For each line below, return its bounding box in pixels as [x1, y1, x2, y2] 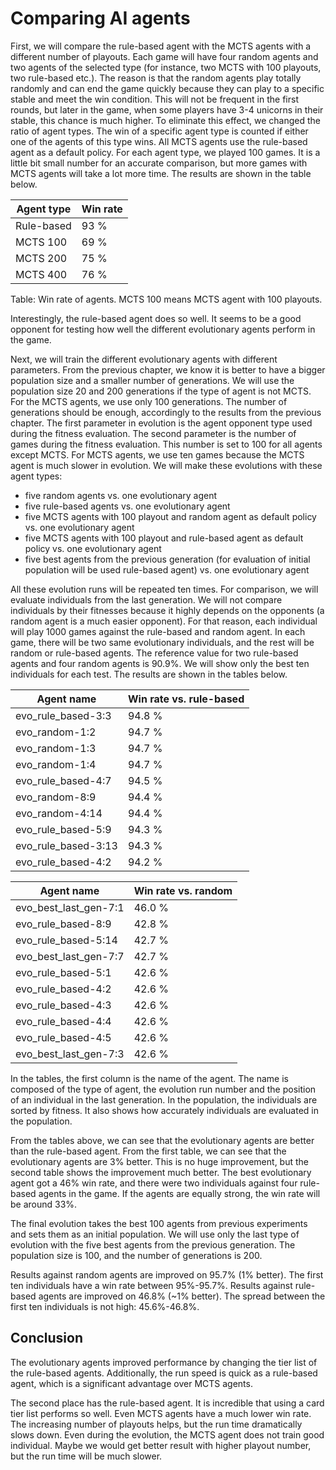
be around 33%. [10, 1198, 78, 1210]
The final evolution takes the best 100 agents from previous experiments [10, 1217, 308, 1229]
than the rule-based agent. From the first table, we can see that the [10, 1145, 287, 1157]
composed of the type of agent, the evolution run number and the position [10, 1083, 317, 1095]
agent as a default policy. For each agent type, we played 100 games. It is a [10, 146, 321, 158]
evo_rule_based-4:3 [15, 998, 112, 1012]
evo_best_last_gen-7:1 [15, 900, 125, 914]
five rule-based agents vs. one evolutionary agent [24, 500, 231, 512]
